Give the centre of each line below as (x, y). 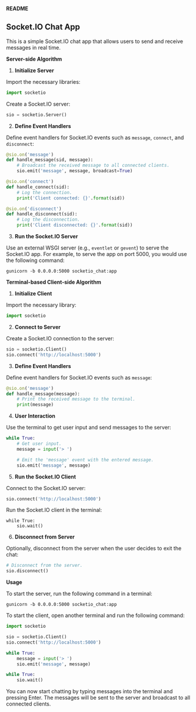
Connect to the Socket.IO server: (46, 488)
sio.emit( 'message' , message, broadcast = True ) (75, 171)
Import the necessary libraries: (43, 81)
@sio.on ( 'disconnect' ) (34, 209)
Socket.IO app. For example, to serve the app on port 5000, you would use (97, 254)
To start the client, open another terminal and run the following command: (95, 615)
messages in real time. (33, 47)
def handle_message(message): (43, 394)
